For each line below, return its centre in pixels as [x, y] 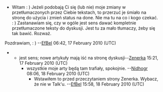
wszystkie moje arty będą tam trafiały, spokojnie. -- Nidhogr [87, 68]
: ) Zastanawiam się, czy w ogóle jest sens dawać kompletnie [74, 23]
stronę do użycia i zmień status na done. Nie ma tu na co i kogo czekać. [85, 18]
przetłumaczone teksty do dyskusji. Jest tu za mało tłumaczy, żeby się [83, 28]
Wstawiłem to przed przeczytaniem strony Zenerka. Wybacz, [96, 79]
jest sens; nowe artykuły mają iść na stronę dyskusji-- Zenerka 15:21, [89, 58]
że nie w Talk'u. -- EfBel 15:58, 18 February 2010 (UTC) [89, 84]
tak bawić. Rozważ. [32, 33]
